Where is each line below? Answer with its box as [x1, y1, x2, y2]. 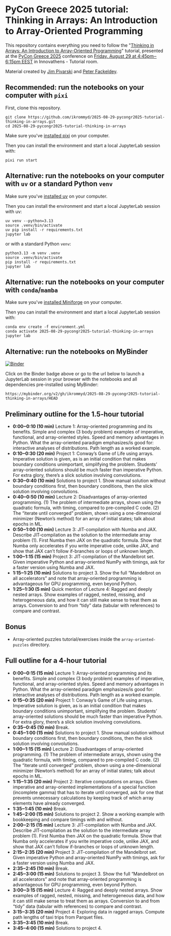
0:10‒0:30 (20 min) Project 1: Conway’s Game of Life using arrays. [12, 450, 154, 457]
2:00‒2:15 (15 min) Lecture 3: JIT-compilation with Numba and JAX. [12, 822, 157, 828]
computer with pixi [5, 91, 68, 100]
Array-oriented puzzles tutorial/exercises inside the [12, 636, 121, 642]
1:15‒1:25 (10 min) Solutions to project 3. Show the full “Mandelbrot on [12, 570, 161, 575]
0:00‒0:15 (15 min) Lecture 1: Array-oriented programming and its [12, 670, 152, 676]
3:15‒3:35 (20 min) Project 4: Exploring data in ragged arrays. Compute [12, 908, 165, 915]
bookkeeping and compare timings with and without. [12, 816, 123, 823]
